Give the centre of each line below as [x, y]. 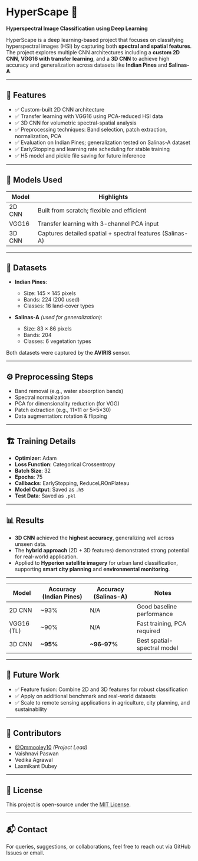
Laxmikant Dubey [36, 766]
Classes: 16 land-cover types [59, 306]
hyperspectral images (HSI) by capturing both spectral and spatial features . [99, 46]
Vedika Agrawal [34, 760]
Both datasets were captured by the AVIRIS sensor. [68, 353]
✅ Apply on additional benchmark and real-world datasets [85, 696]
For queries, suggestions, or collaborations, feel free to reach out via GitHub [98, 847]
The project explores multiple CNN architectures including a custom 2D [93, 52]
